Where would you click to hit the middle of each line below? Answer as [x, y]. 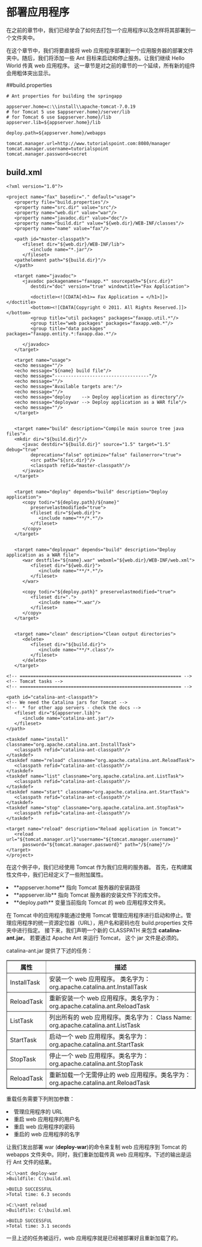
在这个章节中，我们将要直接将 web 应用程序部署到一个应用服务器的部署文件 [100, 50]
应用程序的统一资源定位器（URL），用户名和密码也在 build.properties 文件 [102, 923]
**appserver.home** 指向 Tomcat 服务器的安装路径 [77, 887]
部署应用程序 [38, 12]
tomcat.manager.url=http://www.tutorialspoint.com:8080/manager [88, 143]
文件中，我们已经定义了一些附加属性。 [59, 874]
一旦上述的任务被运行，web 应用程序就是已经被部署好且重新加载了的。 [94, 1238]
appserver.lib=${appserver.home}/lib [54, 122]
